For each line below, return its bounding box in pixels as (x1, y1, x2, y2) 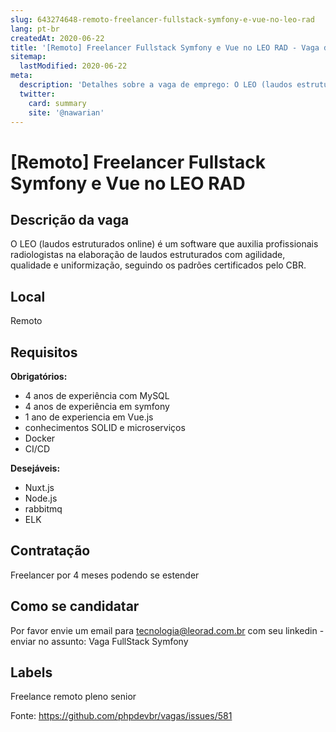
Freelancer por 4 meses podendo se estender (10, 569, 200, 581)
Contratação (10, 542, 91, 560)
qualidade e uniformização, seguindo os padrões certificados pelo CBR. (10, 259, 307, 271)
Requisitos (10, 344, 78, 361)
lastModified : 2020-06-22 (19, 61, 128, 71)
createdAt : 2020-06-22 (10, 33, 105, 43)
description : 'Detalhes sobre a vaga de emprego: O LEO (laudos (19, 80, 293, 90)
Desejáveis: (10, 462, 61, 474)
